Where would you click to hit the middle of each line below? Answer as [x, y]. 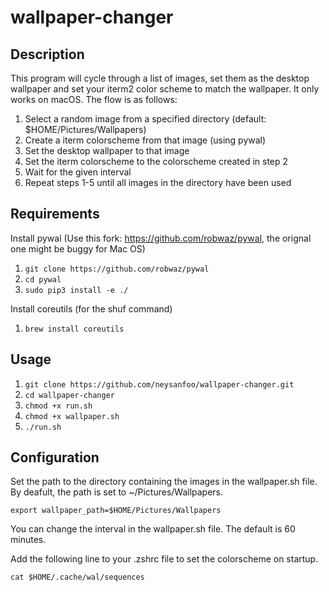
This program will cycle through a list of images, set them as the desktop [160, 78]
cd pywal [43, 279]
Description [47, 54]
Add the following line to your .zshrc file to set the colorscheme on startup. [164, 559]
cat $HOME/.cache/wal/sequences [77, 577]
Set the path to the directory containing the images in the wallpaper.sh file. [164, 482]
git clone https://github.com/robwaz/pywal [117, 269]
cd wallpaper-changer [69, 395]
